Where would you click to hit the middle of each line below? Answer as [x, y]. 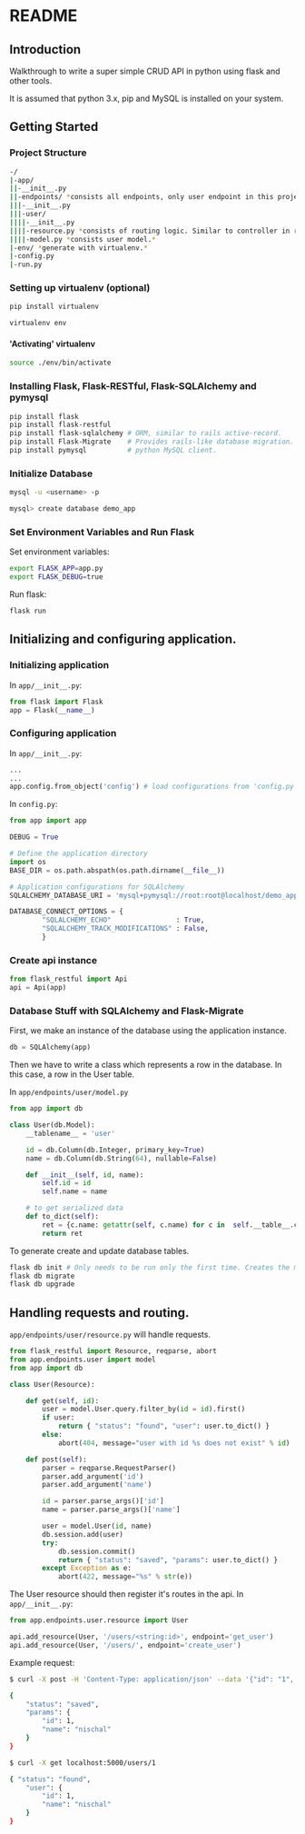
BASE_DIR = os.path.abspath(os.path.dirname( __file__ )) [117, 870]
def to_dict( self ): [63, 1217]
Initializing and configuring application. [123, 639]
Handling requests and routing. [99, 1313]
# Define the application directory [79, 854]
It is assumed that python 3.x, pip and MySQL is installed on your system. [147, 98]
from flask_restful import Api [69, 979]
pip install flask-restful [60, 425]
